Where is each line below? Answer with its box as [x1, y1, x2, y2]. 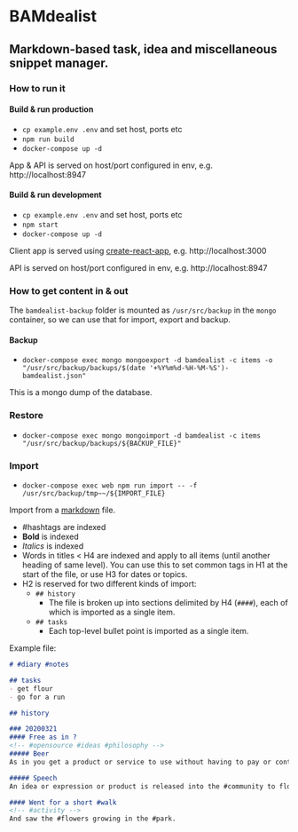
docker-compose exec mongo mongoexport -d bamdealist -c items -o [21, 356, 273, 365]
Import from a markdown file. [9, 504, 116, 515]
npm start [21, 220, 59, 229]
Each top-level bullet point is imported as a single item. [48, 626, 249, 636]
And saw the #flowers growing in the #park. [9, 814, 176, 823]
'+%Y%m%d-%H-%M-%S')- [149, 364, 230, 373]
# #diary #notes [9, 660, 69, 669]
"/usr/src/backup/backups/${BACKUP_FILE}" [21, 439, 182, 448]
